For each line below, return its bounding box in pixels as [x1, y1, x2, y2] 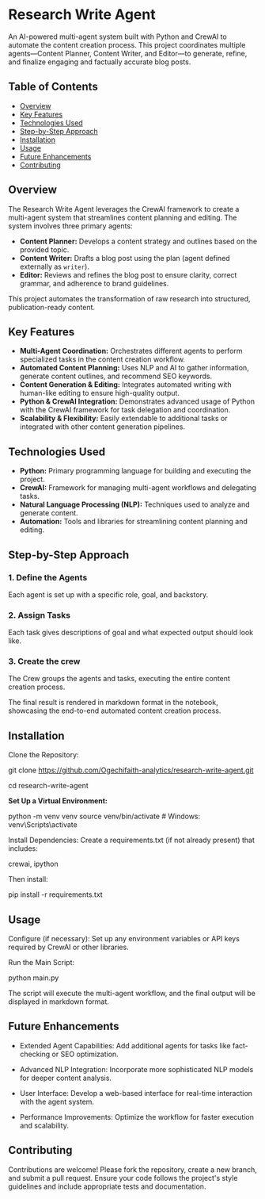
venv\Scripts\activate [8, 820, 78, 829]
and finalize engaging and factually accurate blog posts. [8, 57, 191, 67]
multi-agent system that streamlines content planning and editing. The [8, 213, 237, 222]
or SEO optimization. [51, 1049, 119, 1059]
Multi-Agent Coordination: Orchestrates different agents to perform [19, 347, 243, 356]
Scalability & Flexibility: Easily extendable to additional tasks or [19, 414, 228, 423]
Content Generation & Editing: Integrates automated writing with [19, 380, 232, 389]
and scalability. [19, 1120, 69, 1130]
